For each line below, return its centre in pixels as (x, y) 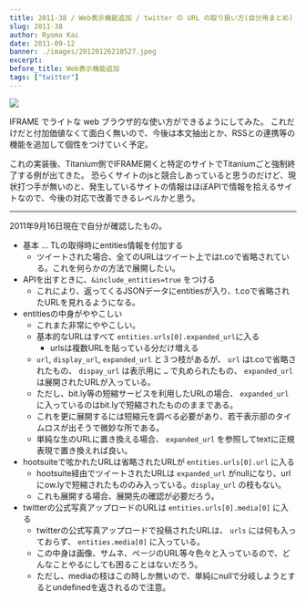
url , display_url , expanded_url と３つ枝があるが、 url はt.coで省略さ (166, 359)
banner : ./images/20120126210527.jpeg (83, 52)
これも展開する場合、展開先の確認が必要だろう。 (127, 496)
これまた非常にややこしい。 (88, 325)
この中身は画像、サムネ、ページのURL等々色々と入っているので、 (159, 553)
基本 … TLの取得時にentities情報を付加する (103, 245)
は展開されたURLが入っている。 (96, 382)
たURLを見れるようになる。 (88, 302)
